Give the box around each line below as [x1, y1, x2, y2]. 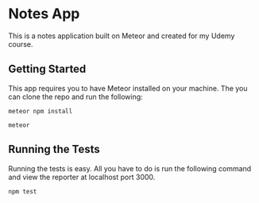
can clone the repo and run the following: [8, 92, 143, 101]
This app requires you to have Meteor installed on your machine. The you [8, 83, 248, 93]
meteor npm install [8, 107, 73, 115]
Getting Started [8, 63, 87, 76]
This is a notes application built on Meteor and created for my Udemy [8, 31, 235, 40]
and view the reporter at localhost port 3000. [8, 172, 156, 182]
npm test [8, 187, 37, 195]
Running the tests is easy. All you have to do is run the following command [8, 163, 252, 173]
